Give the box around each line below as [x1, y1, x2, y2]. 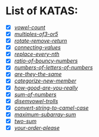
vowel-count [14, 24, 46, 31]
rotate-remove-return [14, 37, 67, 44]
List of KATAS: [5, 4, 78, 18]
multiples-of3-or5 [14, 31, 58, 37]
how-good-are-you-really [14, 84, 78, 91]
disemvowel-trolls [14, 97, 58, 104]
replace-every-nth [14, 50, 60, 58]
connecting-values [14, 44, 61, 51]
